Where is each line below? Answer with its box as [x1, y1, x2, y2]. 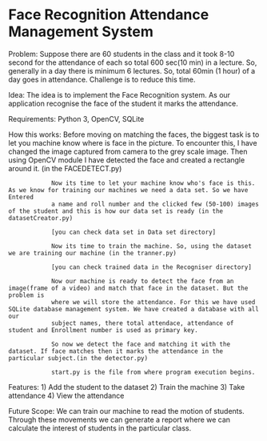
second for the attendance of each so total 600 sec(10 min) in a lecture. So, [8, 58, 257, 67]
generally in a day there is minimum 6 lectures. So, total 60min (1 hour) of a [8, 66, 256, 75]
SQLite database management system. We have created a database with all [8, 305, 260, 313]
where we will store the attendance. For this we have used [50, 298, 256, 306]
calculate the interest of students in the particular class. [8, 423, 192, 433]
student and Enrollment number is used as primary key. [8, 326, 198, 334]
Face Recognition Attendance [8, 6, 209, 24]
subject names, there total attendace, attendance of [50, 319, 234, 327]
